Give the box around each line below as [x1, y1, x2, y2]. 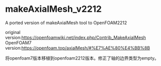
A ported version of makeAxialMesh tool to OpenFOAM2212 [5, 20, 127, 26]
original [5, 29, 21, 35]
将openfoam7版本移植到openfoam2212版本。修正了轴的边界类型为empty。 [5, 55, 159, 61]
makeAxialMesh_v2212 [5, 3, 102, 15]
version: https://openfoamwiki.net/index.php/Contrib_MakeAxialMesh [5, 34, 146, 40]
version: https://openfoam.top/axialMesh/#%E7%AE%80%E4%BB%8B [5, 45, 150, 51]
